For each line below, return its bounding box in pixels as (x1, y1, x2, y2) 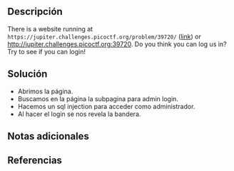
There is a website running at (7, 24, 93, 33)
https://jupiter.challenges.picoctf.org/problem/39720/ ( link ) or (7, 32, 201, 41)
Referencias (7, 155, 63, 167)
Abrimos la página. (17, 87, 73, 95)
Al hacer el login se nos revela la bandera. (17, 110, 141, 118)
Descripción (7, 6, 63, 18)
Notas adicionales (7, 130, 89, 142)
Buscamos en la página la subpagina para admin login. (17, 94, 178, 103)
